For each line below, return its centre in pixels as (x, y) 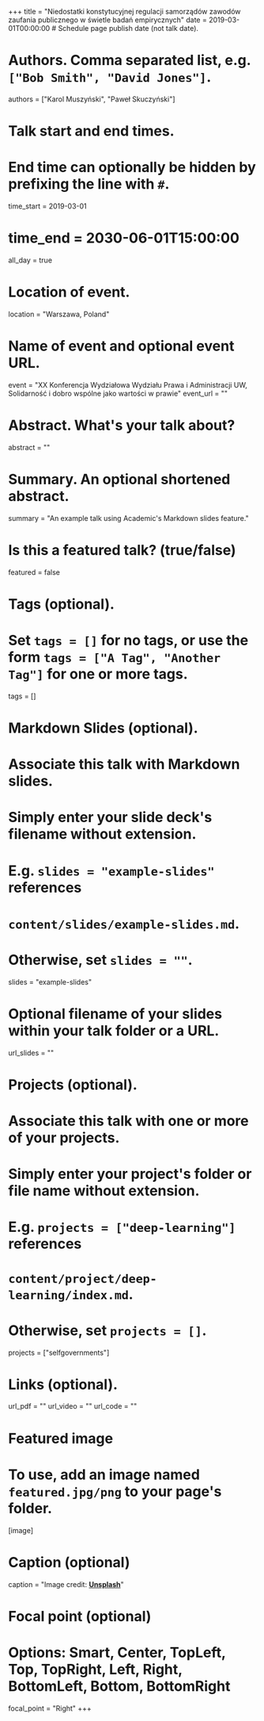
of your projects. (64, 1138)
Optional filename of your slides (115, 1013)
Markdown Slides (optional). (104, 728)
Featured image (60, 1438)
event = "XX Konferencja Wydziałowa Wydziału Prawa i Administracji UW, (128, 384)
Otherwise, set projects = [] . (107, 1330)
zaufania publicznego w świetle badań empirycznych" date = (107, 20)
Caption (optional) (69, 1562)
